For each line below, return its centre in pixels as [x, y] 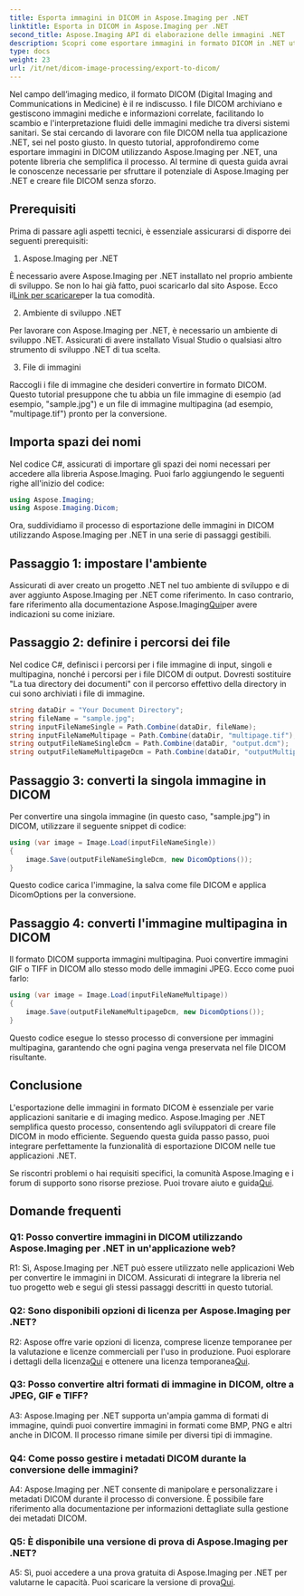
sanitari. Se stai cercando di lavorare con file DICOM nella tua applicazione [148, 132]
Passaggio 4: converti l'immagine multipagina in [148, 923]
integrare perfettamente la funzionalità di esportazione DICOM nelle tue [142, 1146]
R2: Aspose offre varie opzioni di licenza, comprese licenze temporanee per [151, 1341]
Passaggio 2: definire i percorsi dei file [120, 643]
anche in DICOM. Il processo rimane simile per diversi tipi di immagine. [141, 1435]
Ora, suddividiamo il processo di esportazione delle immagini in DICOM [142, 526]
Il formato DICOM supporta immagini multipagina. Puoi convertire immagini [149, 959]
